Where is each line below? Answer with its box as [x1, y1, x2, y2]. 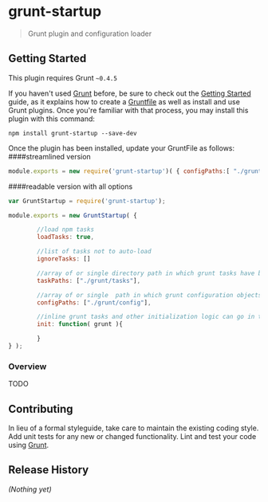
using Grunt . [8, 440, 49, 449]
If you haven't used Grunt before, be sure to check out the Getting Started [8, 88, 251, 98]
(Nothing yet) [8, 484, 52, 494]
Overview [8, 361, 47, 372]
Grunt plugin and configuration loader [27, 29, 152, 38]
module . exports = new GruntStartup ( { [8, 211, 137, 219]
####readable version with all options [8, 182, 133, 191]
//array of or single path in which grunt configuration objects [37, 291, 262, 299]
